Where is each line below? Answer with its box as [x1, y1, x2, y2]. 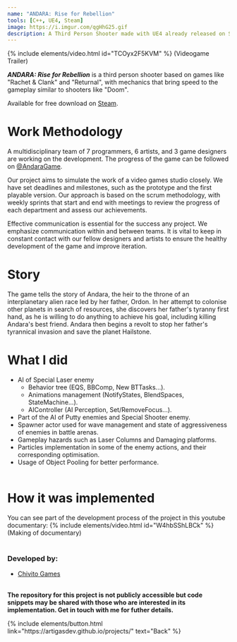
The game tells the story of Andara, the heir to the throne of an [7, 290, 190, 298]
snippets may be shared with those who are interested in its [7, 598, 186, 607]
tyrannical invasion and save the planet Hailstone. [7, 327, 152, 336]
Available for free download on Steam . [7, 99, 119, 108]
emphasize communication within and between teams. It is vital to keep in [7, 227, 222, 236]
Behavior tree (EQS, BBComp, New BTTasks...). [28, 383, 166, 392]
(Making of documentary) [7, 528, 82, 537]
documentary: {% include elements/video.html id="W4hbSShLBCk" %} [7, 521, 214, 529]
